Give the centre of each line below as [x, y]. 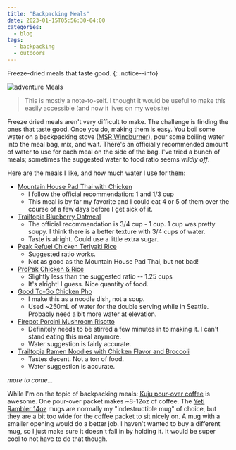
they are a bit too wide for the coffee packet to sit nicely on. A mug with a [114, 416]
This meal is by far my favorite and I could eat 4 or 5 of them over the [129, 201]
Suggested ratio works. [62, 254]
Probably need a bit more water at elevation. [92, 314]
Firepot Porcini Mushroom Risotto [66, 321]
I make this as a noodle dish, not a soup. [86, 299]
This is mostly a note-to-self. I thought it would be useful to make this [125, 100]
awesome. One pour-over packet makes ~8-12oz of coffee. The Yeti [106, 401]
